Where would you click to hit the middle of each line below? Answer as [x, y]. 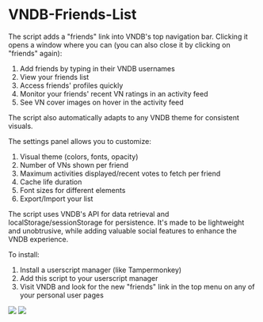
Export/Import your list [56, 199]
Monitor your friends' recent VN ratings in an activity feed [114, 93]
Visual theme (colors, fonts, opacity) [79, 157]
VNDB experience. [38, 239]
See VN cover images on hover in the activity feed [101, 102]
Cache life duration [51, 182]
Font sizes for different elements [72, 190]
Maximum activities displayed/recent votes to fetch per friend [120, 173]
